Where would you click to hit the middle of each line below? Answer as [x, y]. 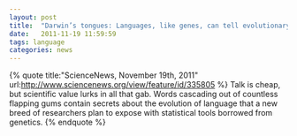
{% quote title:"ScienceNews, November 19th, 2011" [104, 75]
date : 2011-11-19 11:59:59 [63, 34]
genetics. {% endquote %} [57, 122]
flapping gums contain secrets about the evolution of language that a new [144, 103]
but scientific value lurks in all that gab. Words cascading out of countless [144, 94]
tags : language [37, 42]
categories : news [41, 50]
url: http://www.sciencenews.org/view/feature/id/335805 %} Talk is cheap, [145, 85]
